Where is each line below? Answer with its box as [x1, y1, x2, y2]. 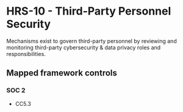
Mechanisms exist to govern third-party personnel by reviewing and [6, 37, 177, 44]
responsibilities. [6, 50, 46, 57]
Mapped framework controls [6, 68, 118, 79]
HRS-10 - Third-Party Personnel [6, 4, 171, 18]
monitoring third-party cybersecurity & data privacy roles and [6, 44, 161, 51]
